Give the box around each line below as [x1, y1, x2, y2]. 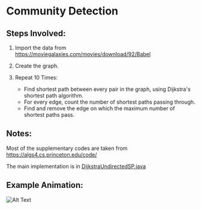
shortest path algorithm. [23, 92, 84, 99]
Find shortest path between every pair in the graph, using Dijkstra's [23, 86, 191, 93]
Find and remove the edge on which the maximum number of [23, 105, 175, 112]
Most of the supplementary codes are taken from [6, 145, 128, 152]
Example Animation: [6, 180, 83, 190]
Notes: [6, 128, 32, 139]
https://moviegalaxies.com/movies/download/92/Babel [14, 51, 151, 58]
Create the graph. [14, 62, 59, 69]
